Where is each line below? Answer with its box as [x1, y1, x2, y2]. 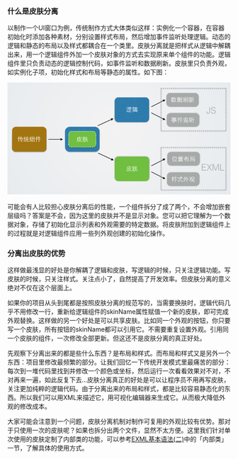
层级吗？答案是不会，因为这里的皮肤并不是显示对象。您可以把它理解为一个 [7, 211, 225, 220]
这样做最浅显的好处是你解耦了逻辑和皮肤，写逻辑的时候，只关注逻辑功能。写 [7, 266, 231, 274]
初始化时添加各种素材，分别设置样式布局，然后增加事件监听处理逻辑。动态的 [7, 33, 231, 41]
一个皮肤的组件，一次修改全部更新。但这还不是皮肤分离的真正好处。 [7, 334, 206, 342]
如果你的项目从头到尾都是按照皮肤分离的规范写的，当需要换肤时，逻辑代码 [7, 298, 225, 307]
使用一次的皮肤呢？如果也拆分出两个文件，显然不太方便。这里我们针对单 [19, 426, 231, 434]
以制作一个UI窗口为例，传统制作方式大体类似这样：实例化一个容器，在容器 [7, 23, 225, 33]
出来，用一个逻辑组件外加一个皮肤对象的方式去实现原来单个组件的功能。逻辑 [7, 50, 231, 59]
